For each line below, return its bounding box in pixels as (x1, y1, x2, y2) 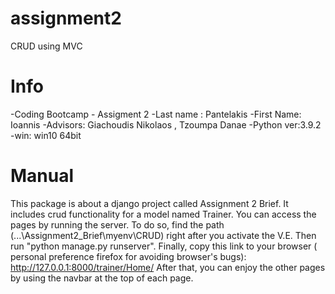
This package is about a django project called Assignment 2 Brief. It (10, 197, 289, 209)
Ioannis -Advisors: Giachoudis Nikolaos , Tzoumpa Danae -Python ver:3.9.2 (10, 118, 322, 131)
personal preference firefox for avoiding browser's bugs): (10, 250, 247, 262)
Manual (10, 165, 75, 187)
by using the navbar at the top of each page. (10, 272, 194, 284)
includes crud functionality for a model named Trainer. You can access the (10, 208, 317, 220)
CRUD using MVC (10, 40, 83, 52)
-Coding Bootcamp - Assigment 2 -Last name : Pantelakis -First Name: (10, 108, 302, 120)
